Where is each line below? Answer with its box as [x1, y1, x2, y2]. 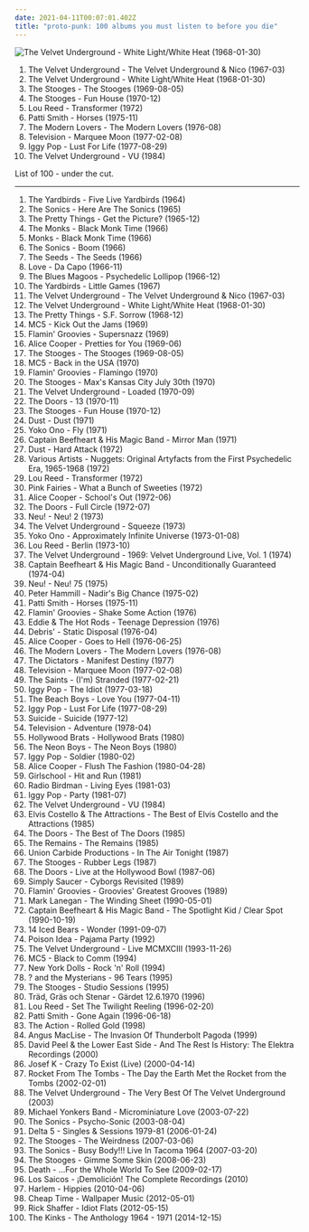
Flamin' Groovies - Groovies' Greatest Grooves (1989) [27, 885, 229, 896]
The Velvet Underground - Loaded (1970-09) [27, 386, 195, 397]
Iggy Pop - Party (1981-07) [27, 789, 127, 800]
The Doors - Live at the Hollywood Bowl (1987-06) [27, 866, 216, 877]
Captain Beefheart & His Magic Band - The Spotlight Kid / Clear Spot [27, 905, 284, 916]
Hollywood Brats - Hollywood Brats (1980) [27, 731, 185, 742]
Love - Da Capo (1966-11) [27, 261, 123, 272]
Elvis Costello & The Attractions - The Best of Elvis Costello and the [27, 808, 279, 819]
